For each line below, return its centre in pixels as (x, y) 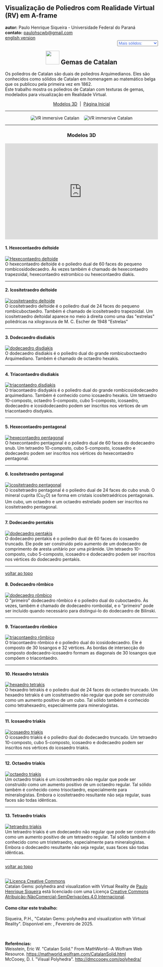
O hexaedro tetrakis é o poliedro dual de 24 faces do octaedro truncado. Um (81, 690)
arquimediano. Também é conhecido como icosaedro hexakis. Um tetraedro (81, 395)
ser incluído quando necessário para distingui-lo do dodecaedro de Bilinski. (81, 611)
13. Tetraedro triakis (25, 816)
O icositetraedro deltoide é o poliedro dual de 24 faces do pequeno (72, 306)
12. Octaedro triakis (25, 763)
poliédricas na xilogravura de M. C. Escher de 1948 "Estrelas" (67, 321)
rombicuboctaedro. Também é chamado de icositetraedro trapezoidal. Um (79, 311)
